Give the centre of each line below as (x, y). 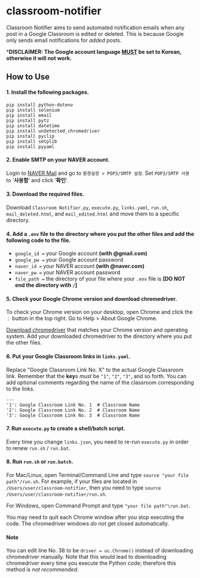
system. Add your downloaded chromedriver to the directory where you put (99, 336)
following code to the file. (39, 240)
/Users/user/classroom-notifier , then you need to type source (84, 487)
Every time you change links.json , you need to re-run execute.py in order (98, 442)
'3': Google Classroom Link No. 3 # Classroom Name (73, 415)
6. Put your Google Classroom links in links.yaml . (69, 356)
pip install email (29, 115)
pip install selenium (33, 110)
